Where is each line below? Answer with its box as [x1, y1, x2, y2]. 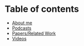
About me [11, 20, 32, 26]
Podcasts [11, 25, 31, 31]
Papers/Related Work [11, 30, 56, 36]
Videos [11, 36, 27, 42]
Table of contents [4, 3, 79, 15]
